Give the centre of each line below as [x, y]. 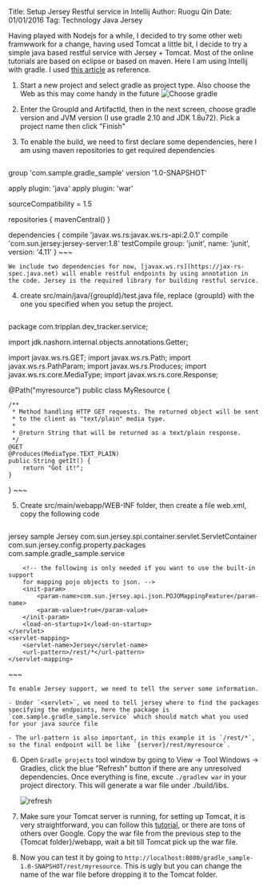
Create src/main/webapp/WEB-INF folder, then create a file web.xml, [133, 505]
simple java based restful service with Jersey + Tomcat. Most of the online [131, 52]
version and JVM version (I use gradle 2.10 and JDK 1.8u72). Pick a [130, 118]
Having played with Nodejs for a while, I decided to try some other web [125, 36]
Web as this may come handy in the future [90, 94]
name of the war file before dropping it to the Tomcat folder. [119, 874]
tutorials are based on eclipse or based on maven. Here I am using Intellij [128, 61]
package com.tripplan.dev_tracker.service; [78, 327]
